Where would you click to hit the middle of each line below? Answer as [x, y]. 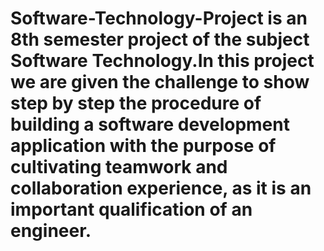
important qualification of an [131, 209]
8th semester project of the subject [160, 39]
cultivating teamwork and [119, 167]
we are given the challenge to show [160, 82]
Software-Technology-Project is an [159, 18]
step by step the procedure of [136, 103]
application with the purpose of [143, 146]
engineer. [51, 231]
